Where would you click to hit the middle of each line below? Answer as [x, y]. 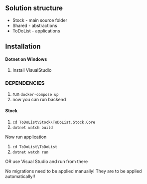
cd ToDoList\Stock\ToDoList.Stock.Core [54, 122]
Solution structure [34, 8]
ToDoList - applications [36, 31]
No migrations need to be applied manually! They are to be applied [73, 171]
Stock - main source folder [40, 20]
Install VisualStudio [32, 70]
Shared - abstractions [35, 25]
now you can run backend [39, 99]
